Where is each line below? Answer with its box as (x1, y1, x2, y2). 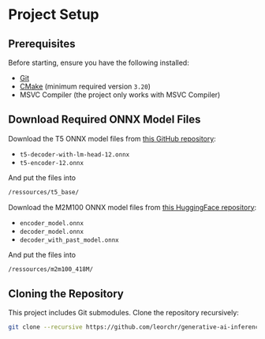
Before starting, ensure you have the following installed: (8, 58, 189, 67)
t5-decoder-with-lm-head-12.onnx (19, 150, 130, 159)
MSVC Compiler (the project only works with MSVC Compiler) (19, 90, 221, 100)
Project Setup (8, 6, 100, 24)
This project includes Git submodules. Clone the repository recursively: (8, 308, 239, 318)
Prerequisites (8, 37, 76, 51)
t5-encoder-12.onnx (19, 159, 84, 167)
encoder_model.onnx (19, 219, 84, 227)
